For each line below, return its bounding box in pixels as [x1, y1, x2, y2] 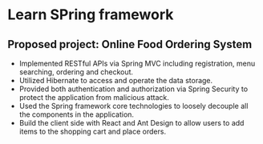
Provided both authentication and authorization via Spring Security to [18, 84, 249, 94]
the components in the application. [18, 110, 134, 119]
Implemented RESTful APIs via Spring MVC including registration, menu [18, 58, 256, 68]
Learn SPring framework [7, 6, 174, 24]
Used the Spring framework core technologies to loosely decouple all [18, 102, 249, 110]
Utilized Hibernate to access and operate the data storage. [18, 76, 213, 85]
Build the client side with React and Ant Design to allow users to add [18, 118, 245, 127]
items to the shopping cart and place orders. [18, 126, 166, 136]
